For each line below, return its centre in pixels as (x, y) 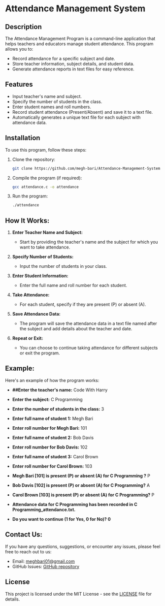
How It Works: (27, 220)
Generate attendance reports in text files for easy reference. (73, 69)
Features (19, 84)
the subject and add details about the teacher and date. (76, 329)
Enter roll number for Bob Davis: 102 (50, 447)
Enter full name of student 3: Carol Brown (55, 456)
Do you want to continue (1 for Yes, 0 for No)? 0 (61, 519)
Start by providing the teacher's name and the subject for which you (89, 242)
